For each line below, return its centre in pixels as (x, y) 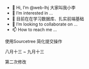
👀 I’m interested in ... (32, 13)
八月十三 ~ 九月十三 (25, 52)
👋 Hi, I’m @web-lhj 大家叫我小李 (44, 7)
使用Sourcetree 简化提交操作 (34, 41)
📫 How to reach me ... (34, 29)
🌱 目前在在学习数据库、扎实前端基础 (48, 19)
